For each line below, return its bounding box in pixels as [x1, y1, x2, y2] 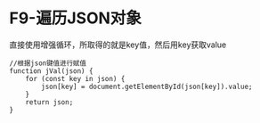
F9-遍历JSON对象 [9, 8, 142, 29]
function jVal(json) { [9, 66, 93, 76]
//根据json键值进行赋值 [9, 59, 87, 68]
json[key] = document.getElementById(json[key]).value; [41, 82, 253, 91]
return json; [25, 97, 74, 107]
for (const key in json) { [25, 74, 126, 83]
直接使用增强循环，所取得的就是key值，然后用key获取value [9, 39, 227, 50]
